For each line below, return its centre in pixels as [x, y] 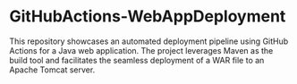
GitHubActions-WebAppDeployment [148, 17]
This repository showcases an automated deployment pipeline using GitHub [149, 41]
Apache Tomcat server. [52, 70]
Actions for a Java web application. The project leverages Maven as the [141, 50]
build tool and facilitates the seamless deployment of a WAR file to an [137, 60]
